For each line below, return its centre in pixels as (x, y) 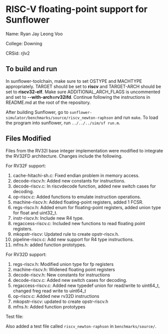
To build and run (31, 69)
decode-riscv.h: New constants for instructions (61, 275)
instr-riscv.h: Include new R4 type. (48, 218)
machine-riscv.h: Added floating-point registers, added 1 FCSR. (78, 202)
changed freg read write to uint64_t (49, 291)
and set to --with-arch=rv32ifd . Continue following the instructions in (78, 97)
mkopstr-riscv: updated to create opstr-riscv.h (60, 301)
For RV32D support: (26, 254)
